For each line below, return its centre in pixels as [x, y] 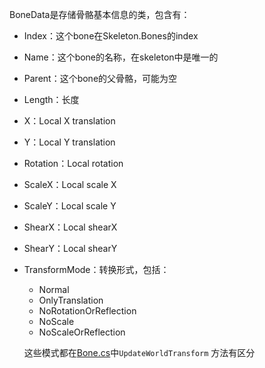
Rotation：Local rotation [73, 163]
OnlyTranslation [71, 300]
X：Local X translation [69, 121]
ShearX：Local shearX [70, 227]
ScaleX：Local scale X [70, 184]
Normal [54, 289]
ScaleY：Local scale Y [70, 206]
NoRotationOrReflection [87, 311]
